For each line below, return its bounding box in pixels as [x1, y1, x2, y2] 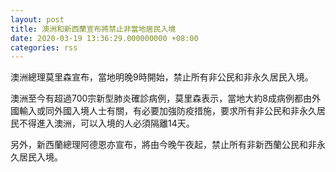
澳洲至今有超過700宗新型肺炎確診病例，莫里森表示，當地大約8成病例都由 [10, 92, 313, 105]
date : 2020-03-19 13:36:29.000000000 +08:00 [10, 33, 199, 43]
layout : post [10, 14, 65, 25]
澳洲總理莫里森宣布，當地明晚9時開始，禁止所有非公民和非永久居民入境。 [10, 71, 314, 83]
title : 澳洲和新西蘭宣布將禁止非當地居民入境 [10, 24, 177, 34]
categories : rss [10, 42, 78, 53]
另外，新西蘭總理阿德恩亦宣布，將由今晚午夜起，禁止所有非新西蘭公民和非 [10, 139, 317, 151]
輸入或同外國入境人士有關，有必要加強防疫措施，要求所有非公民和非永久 [18, 105, 317, 117]
